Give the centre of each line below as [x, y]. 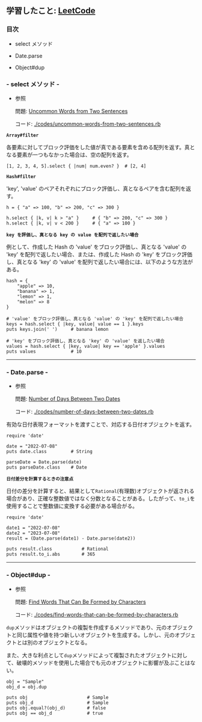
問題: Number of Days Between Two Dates [67, 399]
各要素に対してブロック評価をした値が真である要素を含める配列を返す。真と [101, 147]
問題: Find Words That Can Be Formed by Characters [80, 602]
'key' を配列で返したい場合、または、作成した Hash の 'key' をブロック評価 [99, 254]
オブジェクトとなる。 [64, 642]
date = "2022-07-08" [32, 446]
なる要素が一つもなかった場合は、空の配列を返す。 [69, 155]
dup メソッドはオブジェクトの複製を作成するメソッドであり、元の [87, 627]
